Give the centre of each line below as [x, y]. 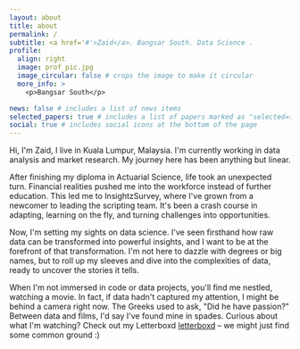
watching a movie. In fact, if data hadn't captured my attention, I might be [144, 297]
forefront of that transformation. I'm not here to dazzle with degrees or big [146, 252]
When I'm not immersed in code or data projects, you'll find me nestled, [141, 287]
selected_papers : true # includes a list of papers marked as [127, 117]
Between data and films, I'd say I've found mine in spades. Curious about [144, 316]
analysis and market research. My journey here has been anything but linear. [150, 160]
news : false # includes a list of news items [95, 108]
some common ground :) [54, 335]
